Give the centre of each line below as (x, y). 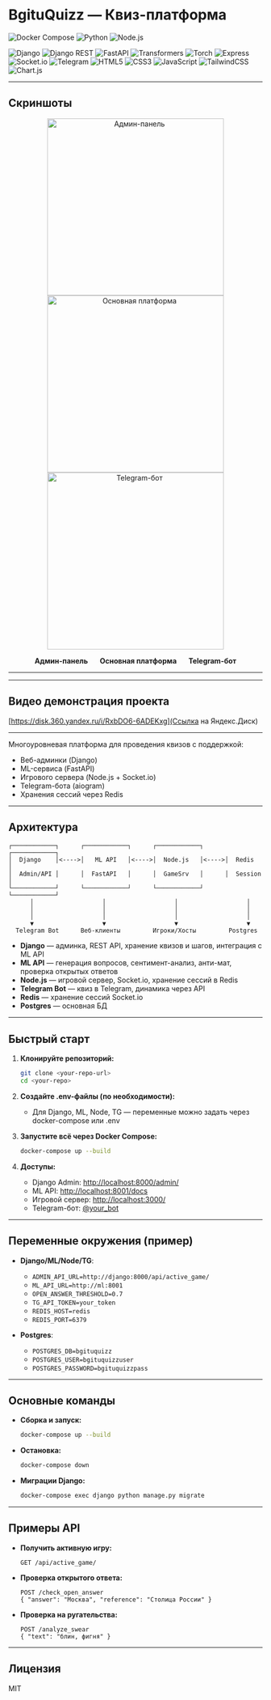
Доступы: (38, 1166)
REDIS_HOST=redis (61, 1311)
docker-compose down (54, 1465)
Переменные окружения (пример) (101, 1241)
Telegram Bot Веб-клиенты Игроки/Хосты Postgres (137, 931)
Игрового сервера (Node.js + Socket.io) (88, 777)
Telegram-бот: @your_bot (75, 1208)
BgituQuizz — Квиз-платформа (118, 15)
